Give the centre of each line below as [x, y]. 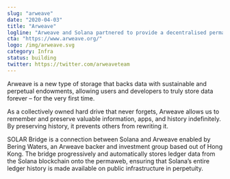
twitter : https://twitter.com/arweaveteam [68, 64]
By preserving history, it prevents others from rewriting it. [88, 126]
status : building [32, 58]
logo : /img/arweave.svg [41, 45]
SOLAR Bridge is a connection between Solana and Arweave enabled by [109, 139]
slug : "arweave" [30, 13]
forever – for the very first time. [51, 98]
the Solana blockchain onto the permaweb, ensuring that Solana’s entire [108, 161]
